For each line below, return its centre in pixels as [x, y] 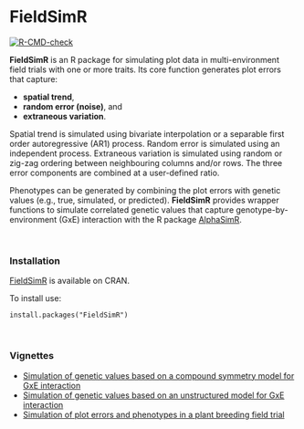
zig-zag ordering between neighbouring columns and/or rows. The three [146, 162]
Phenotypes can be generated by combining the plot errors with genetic [145, 190]
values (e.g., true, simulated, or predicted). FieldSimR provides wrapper [145, 200]
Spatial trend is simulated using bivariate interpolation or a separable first [147, 133]
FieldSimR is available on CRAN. [70, 281]
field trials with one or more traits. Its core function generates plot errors [145, 69]
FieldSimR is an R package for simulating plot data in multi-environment [145, 59]
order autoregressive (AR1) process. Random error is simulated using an [145, 143]
